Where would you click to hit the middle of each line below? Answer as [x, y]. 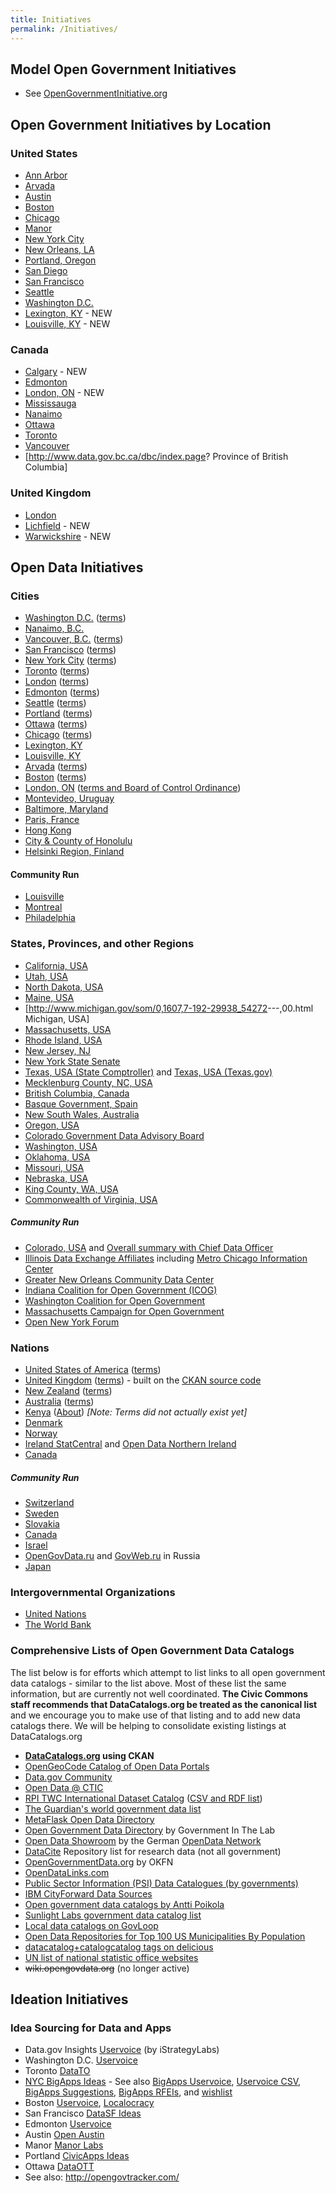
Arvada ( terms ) [56, 767]
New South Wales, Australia [82, 1114]
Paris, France [52, 820]
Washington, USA [61, 1146]
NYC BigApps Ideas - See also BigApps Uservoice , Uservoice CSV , [163, 2082]
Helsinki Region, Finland [74, 852]
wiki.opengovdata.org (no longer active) [107, 1968]
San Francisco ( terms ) [70, 650]
